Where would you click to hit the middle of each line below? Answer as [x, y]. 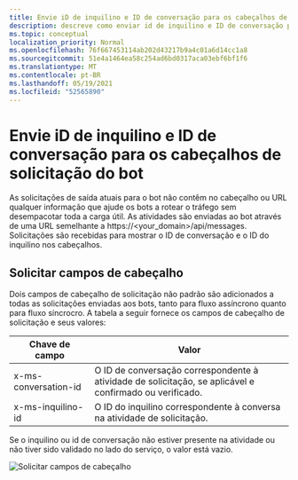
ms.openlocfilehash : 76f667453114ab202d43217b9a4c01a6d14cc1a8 [129, 51]
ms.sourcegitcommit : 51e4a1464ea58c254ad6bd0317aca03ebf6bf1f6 [129, 59]
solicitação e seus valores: [58, 323]
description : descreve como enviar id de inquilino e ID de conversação [146, 26]
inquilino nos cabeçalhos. [56, 245]
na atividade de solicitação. [151, 418]
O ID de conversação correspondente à [176, 371]
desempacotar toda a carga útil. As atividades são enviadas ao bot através [145, 216]
